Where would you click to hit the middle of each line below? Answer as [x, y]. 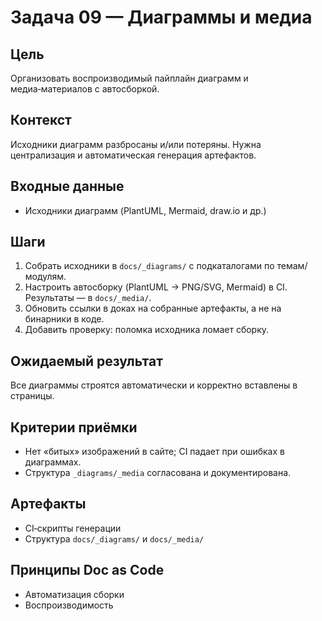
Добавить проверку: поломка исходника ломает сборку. [147, 330]
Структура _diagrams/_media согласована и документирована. [158, 473]
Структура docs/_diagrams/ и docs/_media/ [114, 538]
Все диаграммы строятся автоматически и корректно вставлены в [154, 385]
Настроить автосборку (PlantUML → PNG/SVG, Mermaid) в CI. [156, 287]
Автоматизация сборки [74, 594]
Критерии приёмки [74, 427]
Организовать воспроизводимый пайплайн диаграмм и [129, 78]
